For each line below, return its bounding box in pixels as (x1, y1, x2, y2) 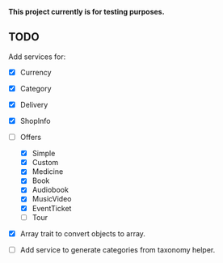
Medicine (32, 167, 64, 176)
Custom (32, 158, 59, 168)
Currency (19, 67, 52, 77)
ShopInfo (19, 117, 51, 125)
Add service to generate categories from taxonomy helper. (19, 244, 216, 254)
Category (19, 83, 52, 93)
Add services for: (8, 52, 66, 62)
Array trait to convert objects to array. (19, 228, 145, 238)
